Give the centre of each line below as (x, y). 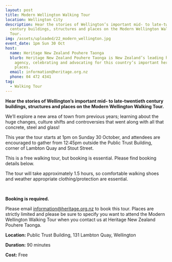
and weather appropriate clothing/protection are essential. (67, 179)
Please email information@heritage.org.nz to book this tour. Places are (80, 209)
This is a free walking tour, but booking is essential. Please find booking (81, 158)
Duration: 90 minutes (28, 245)
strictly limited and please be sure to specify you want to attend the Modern (85, 214)
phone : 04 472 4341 (31, 77)
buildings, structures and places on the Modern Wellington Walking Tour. (85, 106)
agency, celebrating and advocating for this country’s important (87, 63)
